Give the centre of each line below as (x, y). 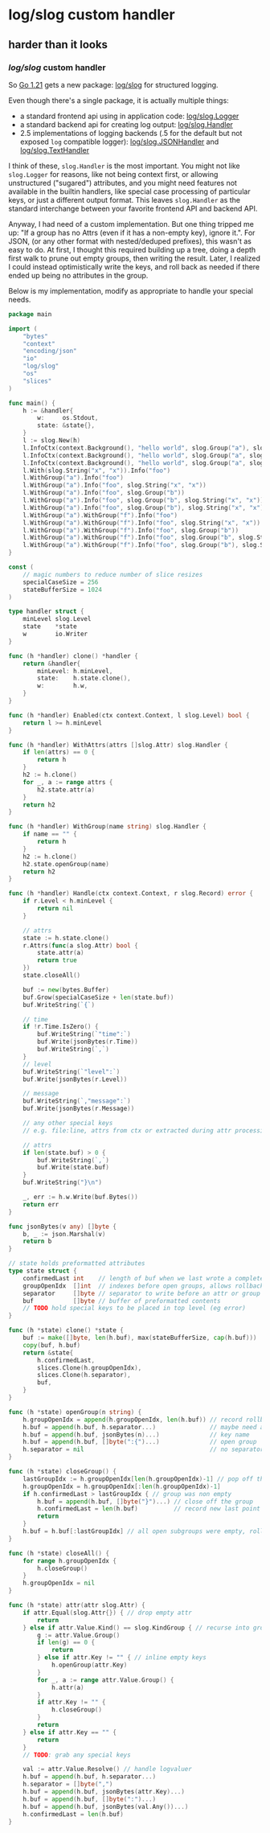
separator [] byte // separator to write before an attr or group (142, 1293)
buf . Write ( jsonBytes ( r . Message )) (79, 1109)
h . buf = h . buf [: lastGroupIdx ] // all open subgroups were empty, (135, 1531)
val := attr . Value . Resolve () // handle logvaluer (108, 1769)
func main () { (32, 403)
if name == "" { (50, 834)
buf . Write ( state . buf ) (74, 1168)
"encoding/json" (50, 351)
